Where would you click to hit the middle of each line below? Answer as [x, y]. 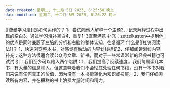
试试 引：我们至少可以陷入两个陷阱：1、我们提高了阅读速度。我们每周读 [80, 61]
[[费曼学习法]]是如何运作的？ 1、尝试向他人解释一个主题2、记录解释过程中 [82, 30]
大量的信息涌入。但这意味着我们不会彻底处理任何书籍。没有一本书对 [89, 68]
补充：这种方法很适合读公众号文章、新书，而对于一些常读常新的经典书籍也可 [85, 55]
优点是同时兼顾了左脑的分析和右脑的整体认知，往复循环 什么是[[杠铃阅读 [85, 42]
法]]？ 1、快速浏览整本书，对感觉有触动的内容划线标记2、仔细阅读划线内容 [83, 49]
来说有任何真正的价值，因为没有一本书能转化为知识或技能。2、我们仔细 [84, 74]
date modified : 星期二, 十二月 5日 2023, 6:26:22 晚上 [61, 15]
